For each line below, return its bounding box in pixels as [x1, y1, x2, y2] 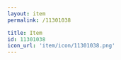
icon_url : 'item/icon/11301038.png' [7, 43, 115, 50]
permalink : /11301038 [7, 17, 71, 24]
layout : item [7, 10, 46, 17]
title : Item [7, 29, 42, 36]
